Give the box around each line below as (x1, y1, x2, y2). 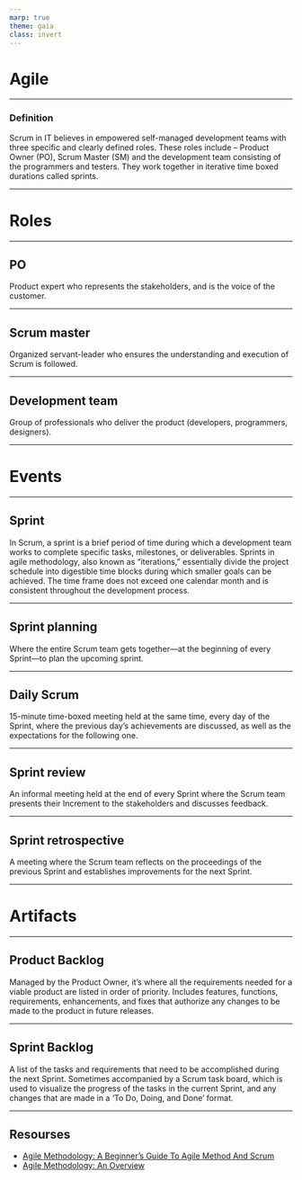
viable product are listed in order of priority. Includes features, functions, (9, 986, 279, 997)
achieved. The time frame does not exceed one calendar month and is (9, 575, 270, 586)
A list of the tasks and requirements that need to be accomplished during (9, 1063, 280, 1075)
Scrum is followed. (9, 359, 78, 370)
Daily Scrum (9, 687, 79, 702)
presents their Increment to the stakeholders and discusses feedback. (9, 798, 269, 809)
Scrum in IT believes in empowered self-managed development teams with (9, 132, 287, 143)
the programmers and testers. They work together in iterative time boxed (9, 161, 279, 172)
